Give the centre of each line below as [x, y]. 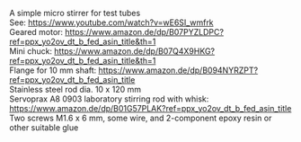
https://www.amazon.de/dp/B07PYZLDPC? [145, 32]
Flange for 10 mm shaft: [53, 70]
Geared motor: [36, 32]
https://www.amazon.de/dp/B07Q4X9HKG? [134, 51]
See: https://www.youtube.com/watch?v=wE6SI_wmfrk [111, 22]
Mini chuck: [31, 51]
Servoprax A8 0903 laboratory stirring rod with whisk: [109, 99]
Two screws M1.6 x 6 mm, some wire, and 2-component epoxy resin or [141, 118]
